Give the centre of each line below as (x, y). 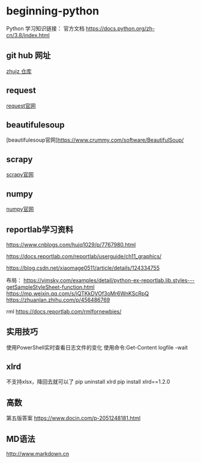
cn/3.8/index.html (28, 35)
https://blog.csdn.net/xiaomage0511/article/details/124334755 (83, 268)
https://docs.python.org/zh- (120, 28)
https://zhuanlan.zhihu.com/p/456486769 (58, 300)
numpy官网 (20, 209)
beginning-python (53, 11)
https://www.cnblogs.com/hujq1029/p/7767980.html (71, 244)
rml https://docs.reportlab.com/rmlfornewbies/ (64, 311)
